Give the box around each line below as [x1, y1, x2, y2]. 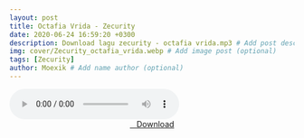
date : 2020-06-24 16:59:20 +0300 [9, 30, 136, 39]
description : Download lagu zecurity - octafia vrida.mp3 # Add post [9, 38, 278, 48]
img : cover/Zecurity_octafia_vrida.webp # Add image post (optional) [9, 47, 278, 56]
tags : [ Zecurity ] [9, 55, 75, 64]
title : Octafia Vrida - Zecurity [9, 22, 136, 31]
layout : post [9, 13, 59, 23]
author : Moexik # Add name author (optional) [9, 64, 184, 73]
